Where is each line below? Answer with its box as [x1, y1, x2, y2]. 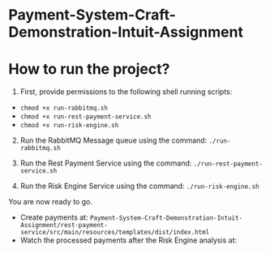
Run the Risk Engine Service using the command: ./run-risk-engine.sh [19, 181, 259, 191]
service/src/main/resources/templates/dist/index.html [19, 229, 210, 237]
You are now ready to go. [8, 197, 93, 207]
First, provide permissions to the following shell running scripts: [19, 87, 233, 96]
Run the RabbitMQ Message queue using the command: [19, 135, 208, 145]
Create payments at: [19, 212, 88, 222]
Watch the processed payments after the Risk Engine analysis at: [19, 235, 238, 245]
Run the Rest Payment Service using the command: [19, 158, 192, 168]
